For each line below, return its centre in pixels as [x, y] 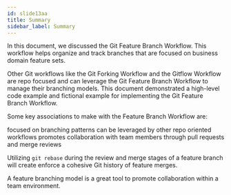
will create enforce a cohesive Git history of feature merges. [92, 165]
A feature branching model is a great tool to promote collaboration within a [113, 178]
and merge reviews [34, 145]
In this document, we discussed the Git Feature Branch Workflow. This [107, 46]
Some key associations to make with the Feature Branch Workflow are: [108, 116]
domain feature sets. [37, 61]
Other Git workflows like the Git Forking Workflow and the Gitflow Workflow [114, 74]
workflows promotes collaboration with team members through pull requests [116, 137]
